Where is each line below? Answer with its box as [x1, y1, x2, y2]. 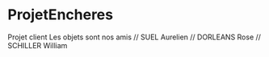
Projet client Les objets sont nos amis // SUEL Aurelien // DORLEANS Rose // [7, 32, 262, 42]
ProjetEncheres [7, 6, 114, 24]
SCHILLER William [7, 40, 68, 50]
